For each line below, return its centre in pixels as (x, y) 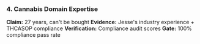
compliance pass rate (34, 35)
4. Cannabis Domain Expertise (52, 9)
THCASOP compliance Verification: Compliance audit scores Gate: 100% (99, 28)
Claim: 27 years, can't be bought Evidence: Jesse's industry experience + (100, 22)
